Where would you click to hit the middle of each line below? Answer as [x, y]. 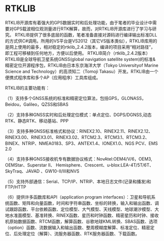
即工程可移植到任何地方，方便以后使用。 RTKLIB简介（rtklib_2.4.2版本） [78, 53]
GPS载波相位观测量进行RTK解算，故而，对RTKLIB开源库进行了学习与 [83, 29]
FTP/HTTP [16, 187]
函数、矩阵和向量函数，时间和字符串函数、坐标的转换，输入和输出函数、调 [84, 203]
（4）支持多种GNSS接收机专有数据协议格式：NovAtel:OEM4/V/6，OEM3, [79, 159]
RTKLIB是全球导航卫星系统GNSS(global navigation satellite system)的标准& [80, 59]
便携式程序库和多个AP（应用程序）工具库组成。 [53, 77]
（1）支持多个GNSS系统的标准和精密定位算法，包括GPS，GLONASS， [76, 98]
